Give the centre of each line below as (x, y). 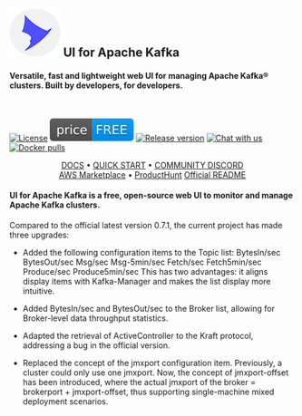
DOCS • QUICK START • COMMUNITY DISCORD (152, 165)
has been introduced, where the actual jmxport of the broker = (139, 382)
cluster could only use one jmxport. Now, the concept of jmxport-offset (156, 372)
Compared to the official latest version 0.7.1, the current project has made (146, 225)
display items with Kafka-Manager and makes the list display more (146, 281)
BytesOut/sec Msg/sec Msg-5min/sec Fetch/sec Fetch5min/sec (142, 262)
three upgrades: (39, 235)
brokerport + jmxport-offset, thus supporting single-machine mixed (148, 392)
